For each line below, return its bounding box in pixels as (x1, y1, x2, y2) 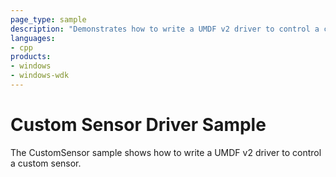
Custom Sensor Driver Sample (10, 114, 267, 136)
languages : (10, 33, 56, 43)
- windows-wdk (10, 71, 70, 81)
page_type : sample (10, 14, 87, 25)
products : (10, 52, 52, 62)
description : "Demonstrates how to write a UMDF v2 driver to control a (10, 24, 320, 34)
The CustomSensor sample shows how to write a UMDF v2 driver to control (10, 146, 322, 158)
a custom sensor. (10, 157, 82, 169)
